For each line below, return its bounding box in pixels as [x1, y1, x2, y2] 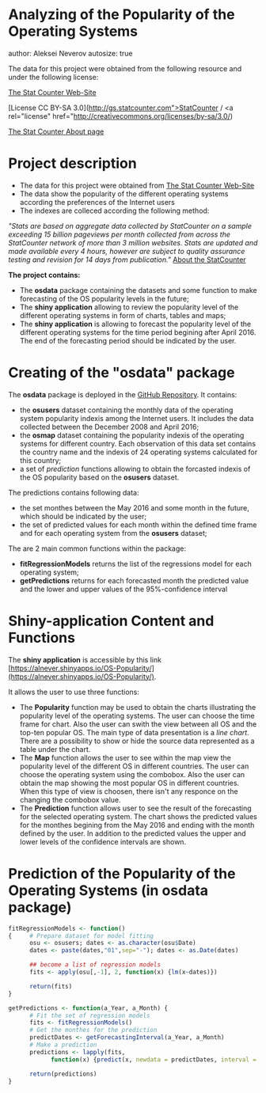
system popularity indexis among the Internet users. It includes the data [19, 413, 254, 423]
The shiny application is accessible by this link [8, 655, 162, 664]
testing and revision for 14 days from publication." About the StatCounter [8, 255, 247, 264]
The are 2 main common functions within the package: [8, 544, 186, 553]
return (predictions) [28, 1070, 97, 1078]
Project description [8, 154, 137, 173]
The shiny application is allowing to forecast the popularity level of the [19, 319, 252, 328]
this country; [19, 455, 62, 465]
